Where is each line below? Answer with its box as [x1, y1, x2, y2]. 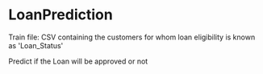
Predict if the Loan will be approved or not [8, 56, 148, 66]
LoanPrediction [8, 6, 113, 24]
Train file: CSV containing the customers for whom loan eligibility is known [8, 32, 256, 42]
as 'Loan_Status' [8, 40, 64, 50]
